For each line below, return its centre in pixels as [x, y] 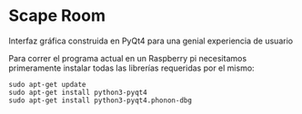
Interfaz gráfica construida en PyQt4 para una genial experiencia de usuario [151, 41]
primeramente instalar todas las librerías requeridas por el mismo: [132, 68]
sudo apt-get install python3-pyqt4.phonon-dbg [101, 100]
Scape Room [57, 16]
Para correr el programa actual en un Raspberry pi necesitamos [128, 58]
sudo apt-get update [48, 84]
